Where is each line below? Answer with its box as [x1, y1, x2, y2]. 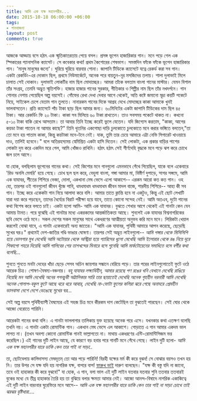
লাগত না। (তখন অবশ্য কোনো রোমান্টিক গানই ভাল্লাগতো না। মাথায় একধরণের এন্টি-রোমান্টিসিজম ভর [6, 330, 172, 337]
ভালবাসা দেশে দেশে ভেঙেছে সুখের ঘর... [6, 287, 72, 294]
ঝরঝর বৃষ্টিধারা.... [6, 388, 35, 395]
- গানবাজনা [6, 25, 25, 31]
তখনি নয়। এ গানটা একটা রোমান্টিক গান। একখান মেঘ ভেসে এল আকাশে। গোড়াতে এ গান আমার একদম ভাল [6, 324, 186, 331]
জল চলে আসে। [6, 151, 33, 158]
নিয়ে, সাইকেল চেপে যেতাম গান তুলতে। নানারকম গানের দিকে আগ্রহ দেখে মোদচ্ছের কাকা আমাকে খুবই [6, 98, 173, 105]
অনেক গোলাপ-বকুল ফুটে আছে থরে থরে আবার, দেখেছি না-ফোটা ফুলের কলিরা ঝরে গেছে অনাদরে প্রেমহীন [6, 280, 178, 287]
